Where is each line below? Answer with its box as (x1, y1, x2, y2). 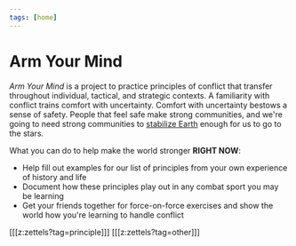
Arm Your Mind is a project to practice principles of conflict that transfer (9, 81, 273, 91)
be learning (21, 190, 65, 201)
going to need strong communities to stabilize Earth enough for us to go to (9, 118, 282, 129)
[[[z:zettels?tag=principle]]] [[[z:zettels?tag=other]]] (9, 226, 200, 237)
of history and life (21, 171, 87, 182)
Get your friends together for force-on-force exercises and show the (21, 200, 274, 210)
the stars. (9, 128, 44, 139)
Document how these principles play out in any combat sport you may (21, 181, 279, 192)
